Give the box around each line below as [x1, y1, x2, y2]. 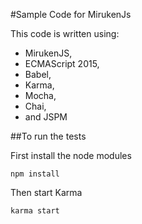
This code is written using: [10, 28, 120, 39]
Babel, [24, 69, 52, 80]
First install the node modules [10, 150, 132, 161]
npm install [10, 169, 60, 179]
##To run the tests [10, 130, 87, 142]
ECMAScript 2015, [24, 58, 100, 69]
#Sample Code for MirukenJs [10, 9, 132, 20]
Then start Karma [10, 187, 83, 198]
